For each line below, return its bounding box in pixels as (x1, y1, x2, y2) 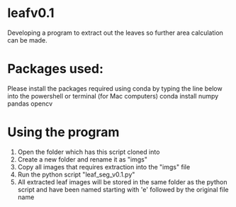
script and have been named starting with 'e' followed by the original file (17, 185, 229, 194)
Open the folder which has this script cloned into (17, 147, 160, 156)
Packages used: (7, 61, 104, 77)
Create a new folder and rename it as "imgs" (17, 155, 147, 164)
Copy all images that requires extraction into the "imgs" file (17, 162, 191, 171)
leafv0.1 (7, 5, 55, 21)
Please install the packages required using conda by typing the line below (7, 84, 223, 93)
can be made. (7, 35, 47, 44)
